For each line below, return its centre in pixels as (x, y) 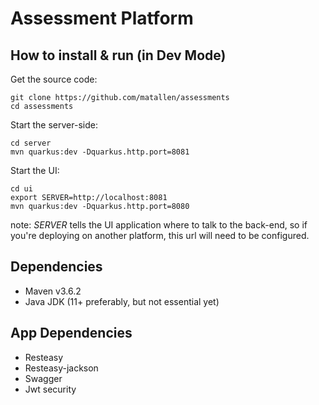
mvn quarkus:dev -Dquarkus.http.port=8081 (100, 152)
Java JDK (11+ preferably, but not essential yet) (122, 301)
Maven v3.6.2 (53, 291)
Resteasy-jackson (61, 368)
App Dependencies (71, 333)
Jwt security (50, 389)
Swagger (43, 378)
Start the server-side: (54, 125)
